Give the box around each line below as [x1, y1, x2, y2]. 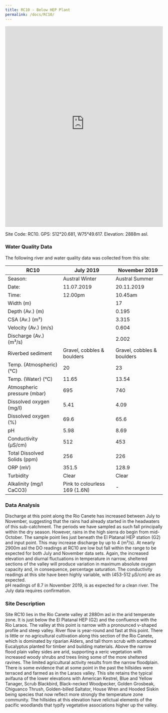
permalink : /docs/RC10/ [5, 12, 55, 17]
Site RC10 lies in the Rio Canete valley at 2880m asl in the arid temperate [5, 612, 155, 618]
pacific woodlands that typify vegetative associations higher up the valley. [5, 702, 158, 708]
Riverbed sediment [7, 350, 52, 357]
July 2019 [74, 266, 99, 273]
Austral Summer [115, 275, 153, 282]
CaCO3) [7, 486, 27, 493]
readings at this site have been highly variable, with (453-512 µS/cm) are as [5, 572, 161, 578]
